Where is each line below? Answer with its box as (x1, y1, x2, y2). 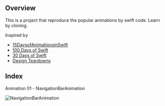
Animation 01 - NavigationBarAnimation (5, 85, 85, 91)
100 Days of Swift (12, 47, 49, 53)
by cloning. (5, 22, 28, 28)
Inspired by (5, 32, 28, 38)
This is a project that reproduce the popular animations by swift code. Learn (5, 17, 160, 23)
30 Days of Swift (12, 52, 47, 58)
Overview (5, 4, 36, 12)
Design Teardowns (12, 57, 51, 64)
